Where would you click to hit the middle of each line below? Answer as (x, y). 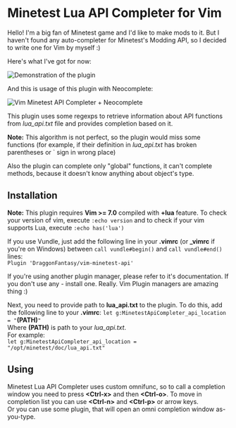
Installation (32, 196)
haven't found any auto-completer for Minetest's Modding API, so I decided (117, 40)
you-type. (21, 416)
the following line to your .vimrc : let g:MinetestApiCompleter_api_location (117, 312)
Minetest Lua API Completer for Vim (114, 13)
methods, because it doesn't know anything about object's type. (101, 173)
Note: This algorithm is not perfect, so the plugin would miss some (104, 137)
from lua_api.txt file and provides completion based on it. (90, 123)
